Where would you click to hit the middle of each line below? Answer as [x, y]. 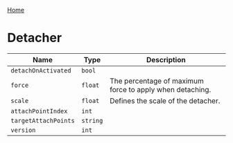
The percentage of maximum [157, 81]
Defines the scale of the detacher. [165, 101]
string [92, 121]
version [23, 130]
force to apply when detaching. [161, 89]
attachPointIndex [39, 111]
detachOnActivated [41, 70]
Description [166, 59]
